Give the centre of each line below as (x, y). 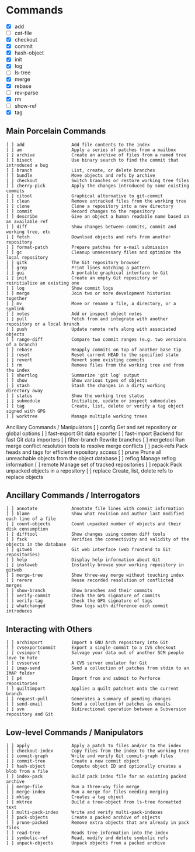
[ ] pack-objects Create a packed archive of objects (83, 817)
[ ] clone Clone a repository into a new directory (90, 206)
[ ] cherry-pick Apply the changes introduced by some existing (98, 186)
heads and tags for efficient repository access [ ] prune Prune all (84, 452)
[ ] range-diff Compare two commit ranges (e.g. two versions (96, 339)
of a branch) (22, 344)
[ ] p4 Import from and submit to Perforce (83, 679)
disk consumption (27, 529)
